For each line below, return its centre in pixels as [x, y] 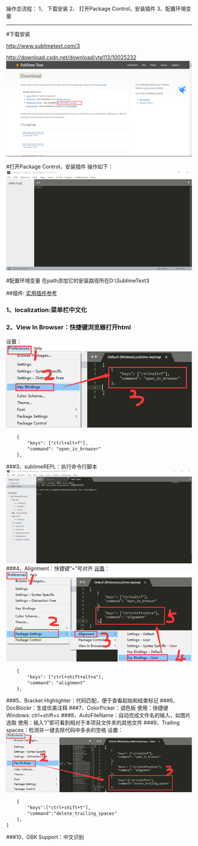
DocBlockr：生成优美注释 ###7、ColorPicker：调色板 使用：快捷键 [87, 708]
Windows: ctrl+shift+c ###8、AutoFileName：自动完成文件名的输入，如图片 [99, 716]
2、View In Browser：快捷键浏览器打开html [69, 328]
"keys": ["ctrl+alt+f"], [58, 443]
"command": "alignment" [56, 683]
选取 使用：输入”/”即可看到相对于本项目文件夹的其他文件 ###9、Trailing [93, 723]
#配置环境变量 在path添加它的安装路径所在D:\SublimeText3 [78, 281]
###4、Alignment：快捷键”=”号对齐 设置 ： [58, 568]
